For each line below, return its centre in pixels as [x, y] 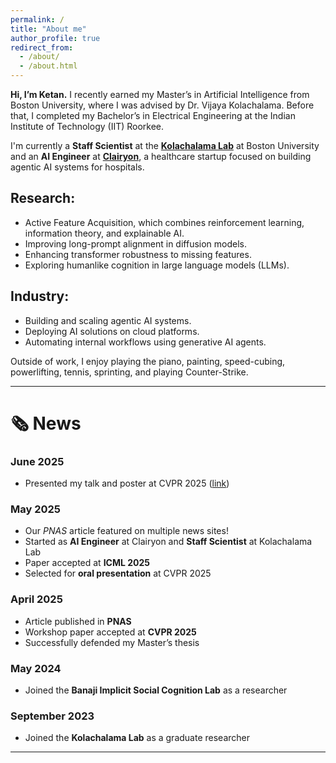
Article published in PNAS [78, 621]
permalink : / [37, 19]
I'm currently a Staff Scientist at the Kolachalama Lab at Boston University [165, 145]
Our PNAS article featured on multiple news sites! [126, 531]
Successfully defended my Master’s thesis [112, 642]
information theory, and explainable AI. [104, 233]
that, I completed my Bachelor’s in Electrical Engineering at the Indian [153, 115]
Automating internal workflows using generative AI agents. [145, 342]
